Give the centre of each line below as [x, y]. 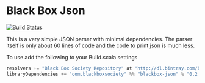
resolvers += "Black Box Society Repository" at [69, 68]
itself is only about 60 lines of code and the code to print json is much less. [101, 45]
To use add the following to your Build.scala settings [72, 57]
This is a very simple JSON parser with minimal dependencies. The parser [99, 39]
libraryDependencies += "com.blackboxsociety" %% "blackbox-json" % [95, 74]
